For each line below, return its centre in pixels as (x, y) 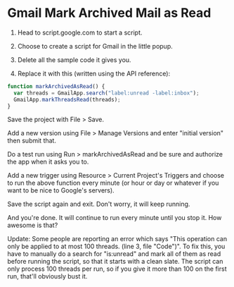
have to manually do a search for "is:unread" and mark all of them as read (114, 254)
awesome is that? (33, 225)
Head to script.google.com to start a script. (80, 32)
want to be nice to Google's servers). (61, 190)
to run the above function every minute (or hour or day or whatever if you (113, 183)
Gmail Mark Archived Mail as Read (109, 13)
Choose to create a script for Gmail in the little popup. (95, 46)
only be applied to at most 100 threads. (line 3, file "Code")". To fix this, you (116, 246)
